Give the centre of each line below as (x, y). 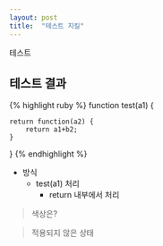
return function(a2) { (51, 122)
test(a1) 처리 (58, 183)
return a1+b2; (51, 130)
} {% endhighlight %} (48, 154)
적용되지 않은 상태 (62, 233)
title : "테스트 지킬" (47, 26)
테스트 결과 (38, 83)
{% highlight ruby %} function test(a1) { (81, 106)
